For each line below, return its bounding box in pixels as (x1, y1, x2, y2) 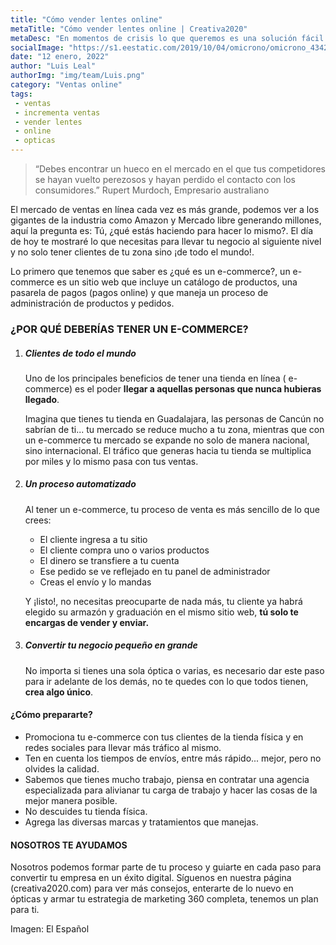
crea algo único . (24, 686, 94, 698)
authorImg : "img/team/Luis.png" (10, 71, 145, 81)
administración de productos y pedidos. (10, 297, 175, 309)
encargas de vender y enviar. (24, 616, 150, 628)
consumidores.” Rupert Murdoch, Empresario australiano (34, 184, 270, 196)
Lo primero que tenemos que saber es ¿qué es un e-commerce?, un (10, 266, 291, 277)
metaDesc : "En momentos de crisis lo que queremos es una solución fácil (10, 33, 325, 43)
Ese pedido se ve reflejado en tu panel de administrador (39, 565, 271, 577)
